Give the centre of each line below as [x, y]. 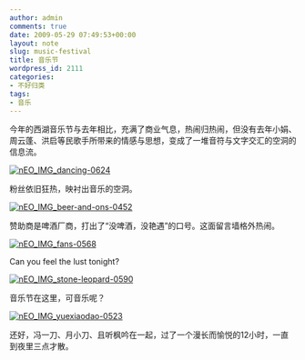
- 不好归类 [27, 85]
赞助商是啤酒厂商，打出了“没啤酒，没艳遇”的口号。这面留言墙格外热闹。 [145, 226]
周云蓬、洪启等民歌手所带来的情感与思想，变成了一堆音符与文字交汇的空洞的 [153, 141]
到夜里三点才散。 [41, 346]
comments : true [38, 26]
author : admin [36, 18]
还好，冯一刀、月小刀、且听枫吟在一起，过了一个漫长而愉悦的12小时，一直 [149, 335]
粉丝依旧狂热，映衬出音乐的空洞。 [73, 189]
